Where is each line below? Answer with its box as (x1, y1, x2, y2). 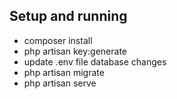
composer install (23, 34, 93, 46)
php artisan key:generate (23, 45, 128, 57)
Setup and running (9, 8, 128, 25)
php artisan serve (23, 77, 97, 89)
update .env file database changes (23, 55, 167, 68)
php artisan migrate (23, 66, 105, 78)
